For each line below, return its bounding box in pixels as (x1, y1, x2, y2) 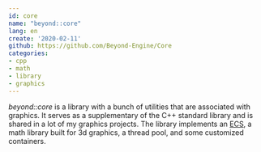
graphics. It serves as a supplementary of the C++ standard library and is (8, 110, 254, 120)
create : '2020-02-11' (8, 34, 82, 43)
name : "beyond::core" (8, 19, 82, 27)
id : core (8, 11, 38, 20)
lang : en (8, 27, 38, 35)
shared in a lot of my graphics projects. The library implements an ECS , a (8, 119, 252, 129)
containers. (8, 136, 46, 146)
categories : (8, 49, 49, 57)
